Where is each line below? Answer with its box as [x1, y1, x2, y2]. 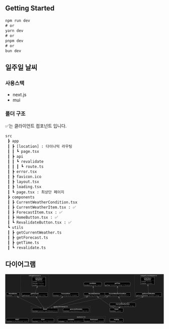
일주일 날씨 [5, 63, 38, 72]
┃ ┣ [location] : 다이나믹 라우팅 [7, 144, 72, 149]
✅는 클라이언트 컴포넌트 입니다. [5, 123, 67, 129]
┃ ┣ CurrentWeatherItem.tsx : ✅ [7, 204, 76, 210]
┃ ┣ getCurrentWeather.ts [7, 230, 62, 235]
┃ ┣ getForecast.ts [7, 235, 49, 240]
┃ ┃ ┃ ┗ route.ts [7, 164, 44, 169]
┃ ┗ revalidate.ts [7, 245, 46, 250]
